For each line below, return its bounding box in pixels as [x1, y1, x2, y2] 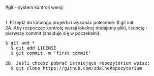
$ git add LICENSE [10, 45, 57, 51]
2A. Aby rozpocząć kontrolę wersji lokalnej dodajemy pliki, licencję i [5, 25, 147, 31]
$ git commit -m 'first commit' [10, 50, 91, 56]
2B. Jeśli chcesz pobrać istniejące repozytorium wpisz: [5, 60, 150, 66]
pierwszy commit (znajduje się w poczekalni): [5, 30, 101, 36]
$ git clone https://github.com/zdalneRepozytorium [10, 65, 142, 71]
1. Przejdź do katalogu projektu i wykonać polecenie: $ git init [5, 20, 134, 25]
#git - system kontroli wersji [5, 5, 64, 10]
